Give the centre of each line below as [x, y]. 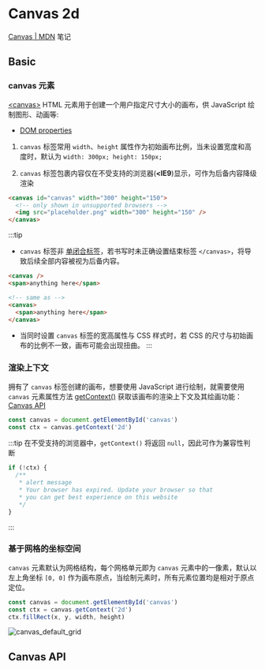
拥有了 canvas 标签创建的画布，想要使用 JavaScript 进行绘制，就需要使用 [126, 387]
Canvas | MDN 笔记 [39, 36]
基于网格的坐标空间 [45, 549]
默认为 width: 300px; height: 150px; [102, 156]
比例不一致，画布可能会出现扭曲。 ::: [93, 346]
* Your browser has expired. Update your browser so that [116, 490]
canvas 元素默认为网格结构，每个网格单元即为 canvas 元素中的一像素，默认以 [132, 567]
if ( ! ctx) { [28, 468]
